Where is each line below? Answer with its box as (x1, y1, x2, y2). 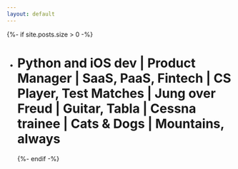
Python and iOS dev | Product (16, 55, 196, 71)
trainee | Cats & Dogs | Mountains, (16, 116, 224, 132)
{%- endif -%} (16, 154, 60, 163)
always (16, 130, 61, 147)
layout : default (6, 10, 55, 18)
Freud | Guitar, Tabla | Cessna (16, 101, 197, 116)
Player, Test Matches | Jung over (16, 85, 216, 101)
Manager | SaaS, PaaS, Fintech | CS (16, 70, 232, 86)
